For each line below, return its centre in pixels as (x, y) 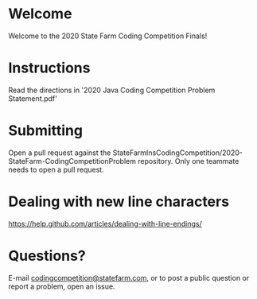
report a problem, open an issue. (62, 286)
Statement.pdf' (33, 98)
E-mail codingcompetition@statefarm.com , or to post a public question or (129, 278)
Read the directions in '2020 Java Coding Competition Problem (112, 90)
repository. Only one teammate (189, 161)
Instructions (49, 68)
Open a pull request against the (60, 153)
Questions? (47, 256)
